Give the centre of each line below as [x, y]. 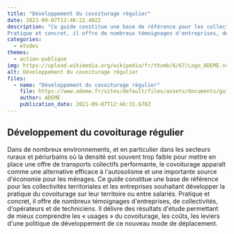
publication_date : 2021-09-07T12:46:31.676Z [85, 104]
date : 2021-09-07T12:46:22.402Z [54, 20]
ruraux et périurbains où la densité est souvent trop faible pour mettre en [112, 157]
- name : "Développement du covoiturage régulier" [87, 85]
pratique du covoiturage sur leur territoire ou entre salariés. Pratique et [109, 194]
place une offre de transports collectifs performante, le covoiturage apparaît [117, 164]
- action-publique [40, 59]
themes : [18, 53]
